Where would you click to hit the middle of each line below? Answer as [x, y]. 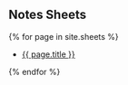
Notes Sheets [48, 15]
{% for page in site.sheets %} [64, 36]
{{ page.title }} [48, 54]
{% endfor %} [34, 71]
